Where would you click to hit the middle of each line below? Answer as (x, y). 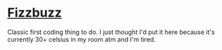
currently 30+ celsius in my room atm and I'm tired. (82, 39)
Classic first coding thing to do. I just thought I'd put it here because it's (111, 32)
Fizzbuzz (35, 13)
